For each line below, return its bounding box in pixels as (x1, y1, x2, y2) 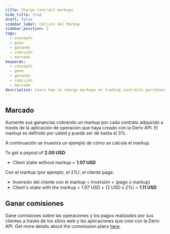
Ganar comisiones (5, 199, 64, 208)
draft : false (5, 17, 33, 22)
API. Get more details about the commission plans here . (5, 223, 121, 229)
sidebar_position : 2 (5, 26, 49, 31)
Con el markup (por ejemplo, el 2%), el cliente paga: (5, 169, 114, 175)
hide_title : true (5, 12, 42, 17)
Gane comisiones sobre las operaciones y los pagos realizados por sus (5, 213, 154, 219)
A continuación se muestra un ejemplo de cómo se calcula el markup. (5, 140, 151, 146)
